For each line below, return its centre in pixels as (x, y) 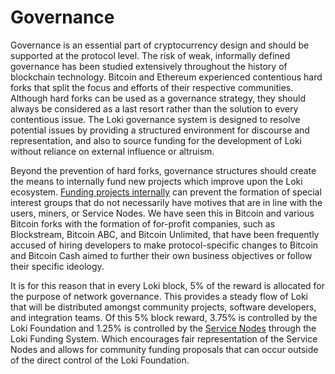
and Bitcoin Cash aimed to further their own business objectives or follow (161, 255)
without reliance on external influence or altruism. (112, 151)
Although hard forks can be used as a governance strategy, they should (158, 98)
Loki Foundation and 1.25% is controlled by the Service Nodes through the (163, 328)
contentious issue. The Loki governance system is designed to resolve (155, 119)
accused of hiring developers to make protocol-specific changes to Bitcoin (164, 245)
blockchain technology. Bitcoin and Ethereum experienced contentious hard (166, 77)
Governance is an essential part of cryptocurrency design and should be (160, 45)
